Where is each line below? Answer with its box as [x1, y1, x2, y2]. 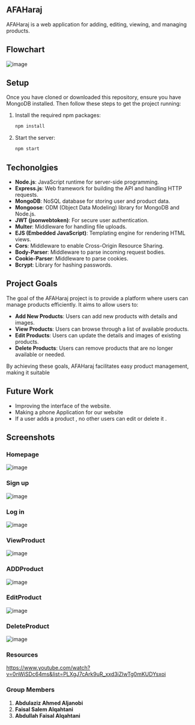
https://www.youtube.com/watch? [6, 664, 91, 672]
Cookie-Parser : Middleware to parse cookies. [14, 255, 129, 262]
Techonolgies [6, 162, 59, 173]
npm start [14, 146, 40, 152]
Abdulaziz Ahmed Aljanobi [14, 699, 83, 706]
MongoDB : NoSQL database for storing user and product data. [14, 197, 170, 205]
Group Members [6, 685, 55, 694]
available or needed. [14, 350, 66, 358]
